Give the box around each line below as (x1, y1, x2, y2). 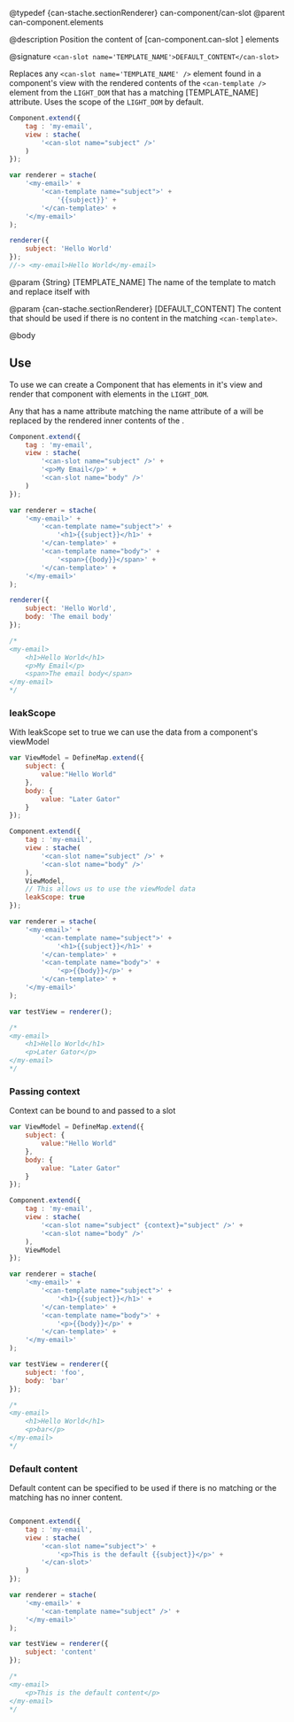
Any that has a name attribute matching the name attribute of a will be (9, 405, 264, 416)
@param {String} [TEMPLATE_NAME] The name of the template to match (9, 276, 276, 287)
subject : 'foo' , (25, 1368, 86, 1377)
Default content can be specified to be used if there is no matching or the (9, 1483, 277, 1494)
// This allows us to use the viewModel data (25, 884, 197, 893)
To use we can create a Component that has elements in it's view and (9, 379, 263, 390)
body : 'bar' (25, 1376, 69, 1385)
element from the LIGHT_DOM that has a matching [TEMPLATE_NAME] (9, 88, 259, 97)
